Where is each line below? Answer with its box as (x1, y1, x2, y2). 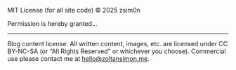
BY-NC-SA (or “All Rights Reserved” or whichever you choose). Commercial (7, 47, 226, 55)
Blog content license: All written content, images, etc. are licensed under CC (7, 40, 228, 48)
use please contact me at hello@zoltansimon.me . (7, 55, 150, 62)
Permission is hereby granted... (7, 20, 98, 27)
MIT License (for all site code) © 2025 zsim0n (7, 6, 140, 14)
